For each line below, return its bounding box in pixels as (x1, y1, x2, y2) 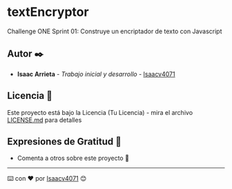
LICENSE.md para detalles (7, 116, 82, 124)
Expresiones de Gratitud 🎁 (7, 136, 122, 147)
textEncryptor (7, 4, 89, 20)
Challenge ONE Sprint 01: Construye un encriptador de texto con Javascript (7, 27, 222, 35)
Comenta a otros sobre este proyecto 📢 (17, 154, 130, 163)
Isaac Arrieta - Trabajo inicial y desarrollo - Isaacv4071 (17, 70, 175, 78)
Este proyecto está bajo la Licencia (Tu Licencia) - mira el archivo (7, 108, 193, 116)
